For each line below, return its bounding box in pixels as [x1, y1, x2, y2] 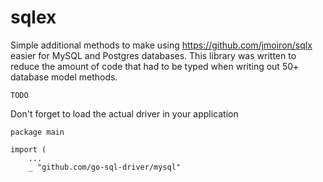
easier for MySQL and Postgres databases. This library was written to [10, 49, 297, 61]
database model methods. [10, 71, 118, 83]
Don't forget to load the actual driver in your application [10, 107, 239, 120]
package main [10, 127, 65, 137]
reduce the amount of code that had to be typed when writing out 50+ [10, 60, 300, 72]
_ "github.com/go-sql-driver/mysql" [28, 162, 182, 172]
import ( [10, 144, 47, 155]
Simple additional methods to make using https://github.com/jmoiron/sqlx [10, 39, 313, 51]
